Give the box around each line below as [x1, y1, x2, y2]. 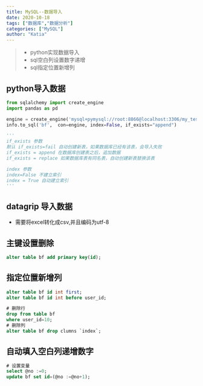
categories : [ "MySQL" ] [6, 25, 63, 32]
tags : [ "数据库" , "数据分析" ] [6, 20, 74, 26]
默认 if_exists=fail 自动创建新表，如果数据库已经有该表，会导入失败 [6, 144, 162, 150]
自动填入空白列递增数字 [6, 346, 94, 357]
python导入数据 [6, 83, 66, 94]
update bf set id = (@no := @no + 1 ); [6, 374, 91, 380]
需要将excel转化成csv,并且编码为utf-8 [14, 218, 109, 226]
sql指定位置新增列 [30, 64, 75, 71]
